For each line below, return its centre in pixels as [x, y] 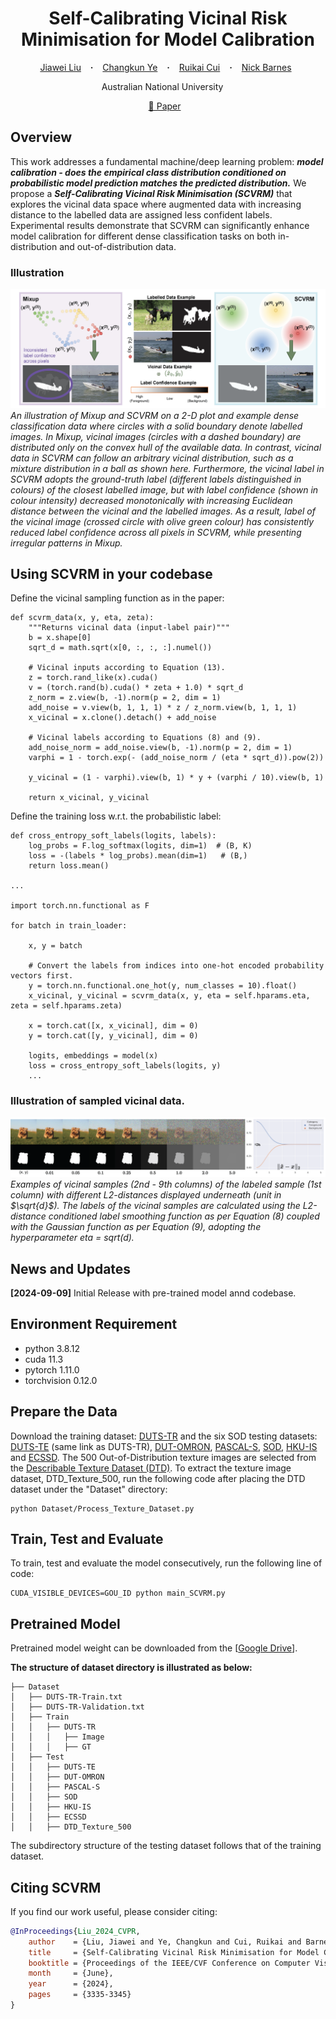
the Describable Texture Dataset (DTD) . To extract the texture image [151, 1468]
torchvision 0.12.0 [61, 1380]
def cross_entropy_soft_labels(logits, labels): [113, 836]
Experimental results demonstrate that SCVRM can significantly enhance [160, 225]
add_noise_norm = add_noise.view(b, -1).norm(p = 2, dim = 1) [160, 748]
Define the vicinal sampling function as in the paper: [117, 598]
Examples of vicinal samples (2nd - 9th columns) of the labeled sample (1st [166, 1184]
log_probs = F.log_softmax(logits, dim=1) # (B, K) [140, 846]
